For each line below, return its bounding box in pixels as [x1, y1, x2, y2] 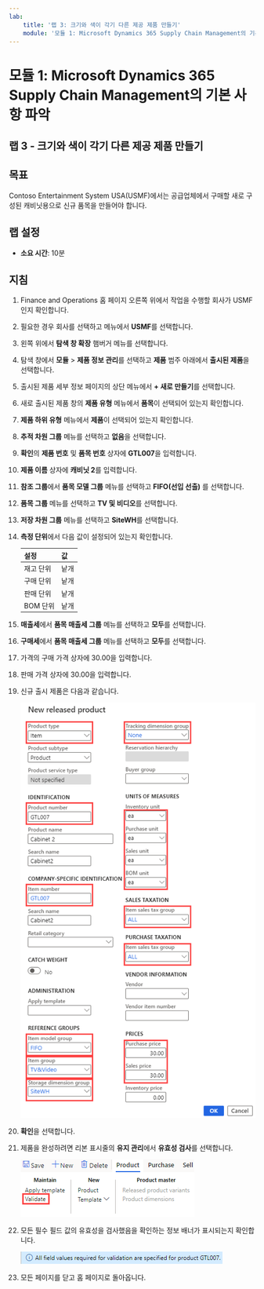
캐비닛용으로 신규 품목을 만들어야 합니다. [23, 200, 147, 210]
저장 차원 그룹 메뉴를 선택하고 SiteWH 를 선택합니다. [20, 515, 179, 525]
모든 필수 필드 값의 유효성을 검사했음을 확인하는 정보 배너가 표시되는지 [20, 1225, 234, 1236]
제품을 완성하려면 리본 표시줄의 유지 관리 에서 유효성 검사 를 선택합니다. [20, 1143, 233, 1153]
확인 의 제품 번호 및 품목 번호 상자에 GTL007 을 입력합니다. [20, 448, 197, 458]
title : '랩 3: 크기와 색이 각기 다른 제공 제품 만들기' [23, 20, 181, 29]
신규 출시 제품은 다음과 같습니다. [20, 687, 119, 696]
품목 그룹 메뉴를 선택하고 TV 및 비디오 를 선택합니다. [20, 498, 178, 508]
